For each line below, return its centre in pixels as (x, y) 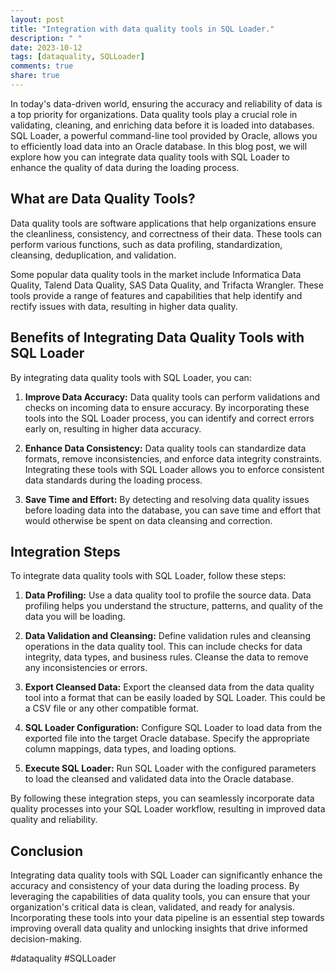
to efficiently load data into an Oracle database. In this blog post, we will (159, 146)
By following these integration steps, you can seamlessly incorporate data (162, 798)
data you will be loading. (75, 617)
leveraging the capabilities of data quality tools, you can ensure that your (160, 897)
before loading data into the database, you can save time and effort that (173, 510)
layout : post (37, 19)
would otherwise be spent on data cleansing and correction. (148, 520)
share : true (35, 76)
